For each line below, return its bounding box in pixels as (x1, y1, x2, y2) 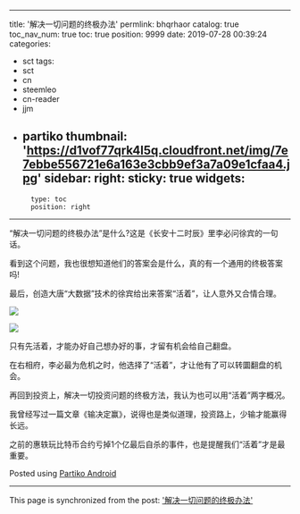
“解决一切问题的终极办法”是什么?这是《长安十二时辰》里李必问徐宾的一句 (9, 227, 279, 238)
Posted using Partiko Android (9, 468, 117, 478)
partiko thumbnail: (21, 129, 128, 144)
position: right (30, 202, 91, 211)
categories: (9, 38, 51, 49)
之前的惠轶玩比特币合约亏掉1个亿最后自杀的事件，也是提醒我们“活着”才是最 (9, 439, 286, 450)
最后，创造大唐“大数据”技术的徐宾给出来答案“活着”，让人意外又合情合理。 (9, 288, 281, 299)
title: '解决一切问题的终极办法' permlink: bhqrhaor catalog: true (9, 19, 239, 29)
